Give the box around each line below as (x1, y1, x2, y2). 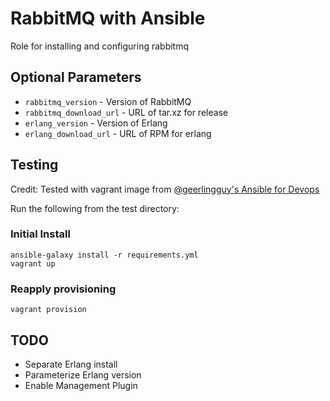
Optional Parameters (10, 69, 142, 86)
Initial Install (10, 227, 71, 241)
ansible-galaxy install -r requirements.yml (10, 250, 199, 260)
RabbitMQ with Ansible (10, 7, 206, 30)
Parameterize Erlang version (24, 368, 142, 381)
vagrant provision (10, 305, 87, 315)
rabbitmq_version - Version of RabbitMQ (24, 95, 192, 107)
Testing (10, 157, 59, 174)
